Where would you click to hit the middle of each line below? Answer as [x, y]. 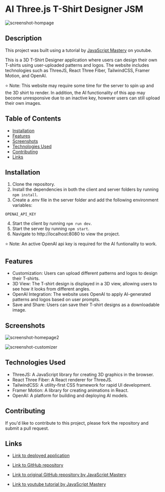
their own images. [23, 103]
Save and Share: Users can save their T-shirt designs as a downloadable [86, 305]
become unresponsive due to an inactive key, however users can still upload [82, 98]
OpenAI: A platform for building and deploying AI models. [70, 395]
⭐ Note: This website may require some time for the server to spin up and [80, 86]
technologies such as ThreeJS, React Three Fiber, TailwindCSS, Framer [78, 70]
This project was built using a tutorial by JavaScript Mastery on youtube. [79, 50]
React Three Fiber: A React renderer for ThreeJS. [62, 380]
